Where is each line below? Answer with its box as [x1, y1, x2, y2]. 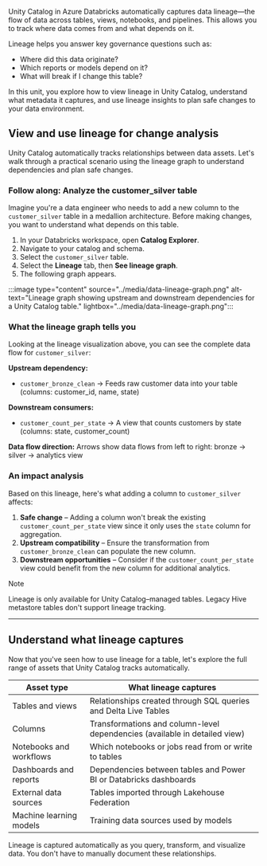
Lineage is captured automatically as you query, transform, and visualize [8, 840, 246, 849]
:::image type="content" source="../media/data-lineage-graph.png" [8, 284, 230, 294]
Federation [89, 797, 130, 808]
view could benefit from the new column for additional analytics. [19, 563, 230, 573]
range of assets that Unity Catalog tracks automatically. [8, 663, 190, 672]
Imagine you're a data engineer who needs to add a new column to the [8, 203, 240, 213]
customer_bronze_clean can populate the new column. [19, 546, 196, 556]
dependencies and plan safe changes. [8, 165, 133, 174]
